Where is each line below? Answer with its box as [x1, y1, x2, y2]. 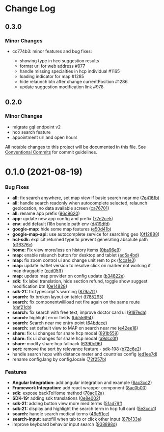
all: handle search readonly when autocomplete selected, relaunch [12, 200, 148, 206]
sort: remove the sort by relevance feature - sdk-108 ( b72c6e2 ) [12, 346, 141, 352]
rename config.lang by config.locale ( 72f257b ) [12, 356, 107, 362]
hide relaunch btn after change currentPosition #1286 [19, 78, 128, 84]
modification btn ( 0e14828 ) [12, 283, 68, 289]
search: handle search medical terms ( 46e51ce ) [12, 411, 109, 417]
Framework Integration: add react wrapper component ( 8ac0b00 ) [12, 385, 147, 391]
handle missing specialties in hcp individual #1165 [19, 68, 120, 74]
